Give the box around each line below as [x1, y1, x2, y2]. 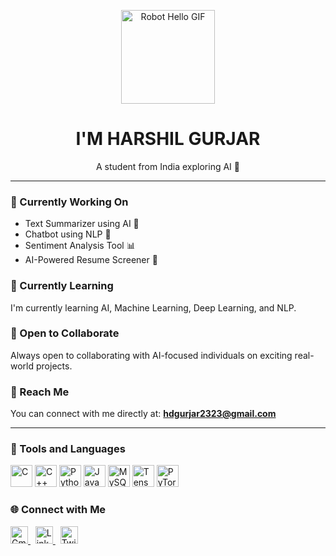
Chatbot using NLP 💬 [24, 228, 112, 240]
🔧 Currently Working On [10, 195, 129, 209]
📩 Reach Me [10, 385, 70, 399]
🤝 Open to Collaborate [10, 326, 120, 340]
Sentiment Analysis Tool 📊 [24, 240, 136, 252]
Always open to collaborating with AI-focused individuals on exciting [10, 349, 293, 361]
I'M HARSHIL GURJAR [75, 128, 261, 150]
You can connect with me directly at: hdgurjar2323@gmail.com [10, 408, 277, 420]
